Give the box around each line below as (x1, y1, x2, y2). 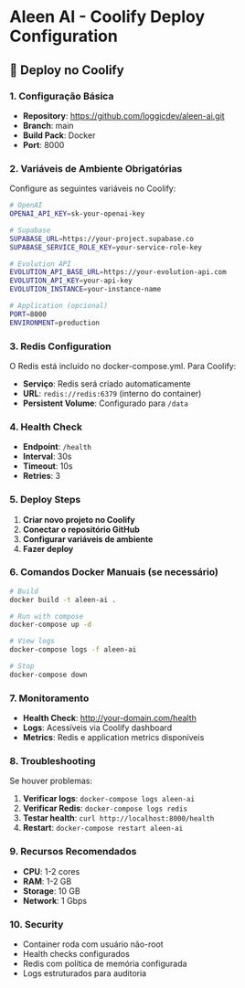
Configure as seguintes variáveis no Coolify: (9, 183, 176, 194)
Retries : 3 (22, 471, 61, 482)
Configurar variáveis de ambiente (22, 533, 154, 545)
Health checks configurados (22, 949, 130, 960)
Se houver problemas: (9, 775, 93, 787)
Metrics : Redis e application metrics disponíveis (22, 732, 205, 743)
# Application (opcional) (9, 302, 108, 311)
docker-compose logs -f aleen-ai (9, 645, 137, 654)
